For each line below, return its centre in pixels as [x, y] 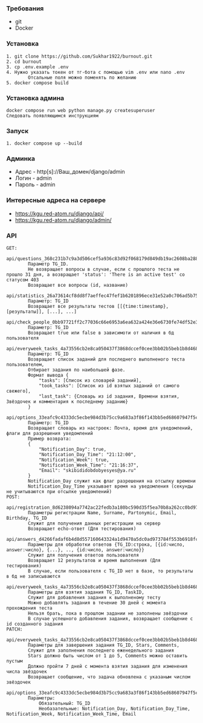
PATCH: [14, 630]
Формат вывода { [48, 375]
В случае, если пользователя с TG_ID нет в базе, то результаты [111, 571]
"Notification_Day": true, [72, 450]
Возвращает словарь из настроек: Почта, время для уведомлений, [111, 428]
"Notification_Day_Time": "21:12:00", [87, 455]
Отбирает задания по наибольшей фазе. [77, 370]
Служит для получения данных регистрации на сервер [95, 524]
